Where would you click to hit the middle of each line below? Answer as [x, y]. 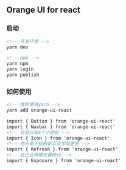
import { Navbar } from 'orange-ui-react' [61, 127]
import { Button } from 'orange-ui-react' [61, 121]
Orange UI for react [44, 10]
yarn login [20, 69]
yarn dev [17, 47]
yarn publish [23, 75]
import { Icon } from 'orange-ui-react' [58, 138]
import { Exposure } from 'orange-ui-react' [64, 161]
